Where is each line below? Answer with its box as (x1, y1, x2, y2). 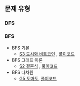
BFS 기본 (11, 45, 30, 51)
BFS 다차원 (11, 69, 34, 75)
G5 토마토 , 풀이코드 (19, 75, 57, 81)
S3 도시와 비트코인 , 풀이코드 (19, 51, 75, 57)
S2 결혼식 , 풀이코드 (19, 63, 58, 69)
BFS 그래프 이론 (11, 57, 43, 63)
